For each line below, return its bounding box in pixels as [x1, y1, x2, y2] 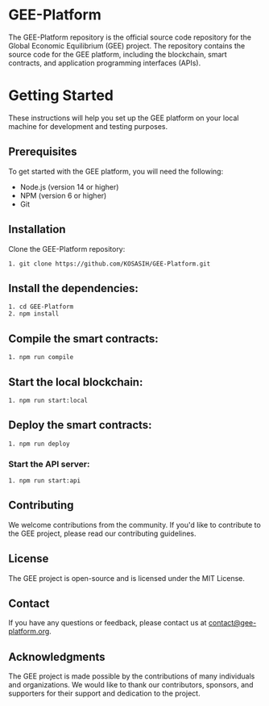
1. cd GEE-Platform [8, 303, 74, 311]
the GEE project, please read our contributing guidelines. [8, 528, 197, 538]
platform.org [8, 627, 50, 637]
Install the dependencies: [8, 281, 139, 295]
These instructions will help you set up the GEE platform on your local [8, 113, 239, 123]
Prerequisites [8, 145, 77, 159]
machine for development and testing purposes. [8, 121, 168, 131]
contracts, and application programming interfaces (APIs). [8, 58, 201, 68]
